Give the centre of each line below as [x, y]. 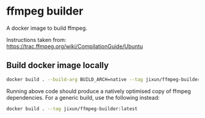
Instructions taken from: [36, 40]
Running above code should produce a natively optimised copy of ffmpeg [99, 91]
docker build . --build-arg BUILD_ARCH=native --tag [75, 79]
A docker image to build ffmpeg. [47, 28]
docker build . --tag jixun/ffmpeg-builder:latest [72, 109]
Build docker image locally [58, 65]
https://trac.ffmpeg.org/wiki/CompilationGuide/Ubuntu [75, 46]
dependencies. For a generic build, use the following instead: [83, 97]
